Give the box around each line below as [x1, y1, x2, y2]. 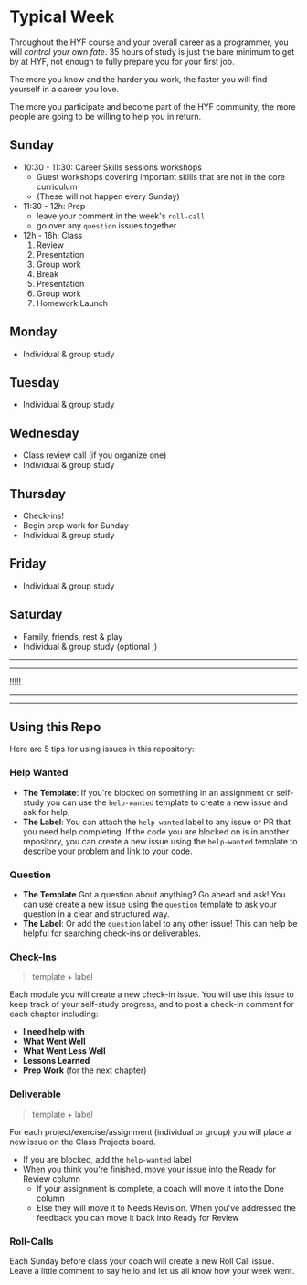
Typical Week [9, 6, 115, 27]
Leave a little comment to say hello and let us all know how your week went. [9, 1265, 295, 1276]
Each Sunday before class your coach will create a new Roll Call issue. [9, 1255, 275, 1267]
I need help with [22, 1026, 85, 1037]
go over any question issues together [36, 219, 177, 230]
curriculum [36, 181, 78, 192]
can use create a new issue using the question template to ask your [22, 898, 277, 910]
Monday [9, 324, 58, 340]
